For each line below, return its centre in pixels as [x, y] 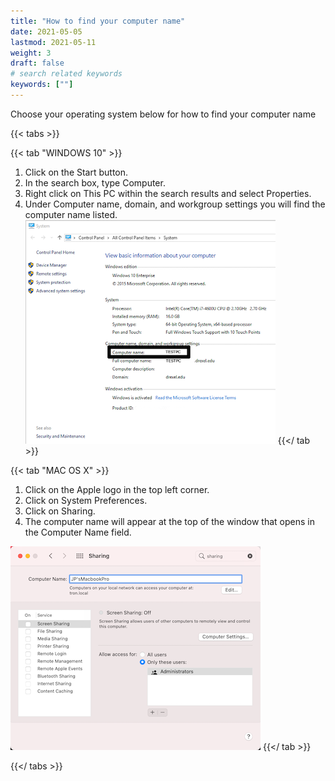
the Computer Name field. [78, 532]
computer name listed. [71, 214]
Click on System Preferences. [86, 500]
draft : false [37, 63]
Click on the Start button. [76, 172]
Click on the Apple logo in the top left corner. [117, 489]
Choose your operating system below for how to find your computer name [163, 114]
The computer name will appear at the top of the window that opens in [169, 521]
